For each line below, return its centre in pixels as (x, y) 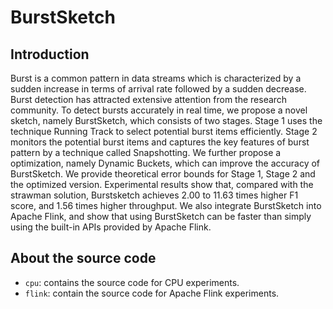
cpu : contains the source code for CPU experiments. (132, 282)
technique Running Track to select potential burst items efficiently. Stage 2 (164, 131)
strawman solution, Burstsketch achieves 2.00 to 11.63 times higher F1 (154, 195)
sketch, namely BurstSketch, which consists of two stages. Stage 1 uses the (166, 120)
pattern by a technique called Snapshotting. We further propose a (146, 152)
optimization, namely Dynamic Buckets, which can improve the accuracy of (165, 163)
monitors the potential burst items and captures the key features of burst (160, 142)
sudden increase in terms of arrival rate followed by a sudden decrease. (158, 89)
